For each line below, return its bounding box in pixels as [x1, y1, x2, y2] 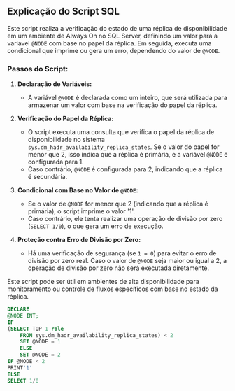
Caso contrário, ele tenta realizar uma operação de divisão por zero [27, 215, 223, 223]
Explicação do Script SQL [7, 6, 120, 17]
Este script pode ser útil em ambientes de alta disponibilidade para [7, 278, 199, 286]
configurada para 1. [27, 157, 84, 166]
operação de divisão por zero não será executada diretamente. [27, 264, 210, 272]
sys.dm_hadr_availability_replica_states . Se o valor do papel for [27, 143, 220, 151]
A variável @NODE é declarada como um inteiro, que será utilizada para [27, 94, 227, 102]
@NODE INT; [7, 312, 39, 319]
